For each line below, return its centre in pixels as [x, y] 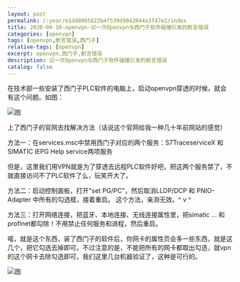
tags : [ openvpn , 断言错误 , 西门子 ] [54, 41]
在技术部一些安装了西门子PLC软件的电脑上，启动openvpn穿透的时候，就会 [117, 88]
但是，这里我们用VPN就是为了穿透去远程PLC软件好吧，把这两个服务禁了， [117, 166]
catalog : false [30, 67]
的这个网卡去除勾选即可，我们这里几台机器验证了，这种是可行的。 [104, 256]
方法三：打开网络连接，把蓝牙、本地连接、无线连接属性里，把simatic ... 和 [116, 214]
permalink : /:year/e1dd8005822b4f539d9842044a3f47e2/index [97, 21]
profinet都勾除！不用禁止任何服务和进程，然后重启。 [85, 223]
